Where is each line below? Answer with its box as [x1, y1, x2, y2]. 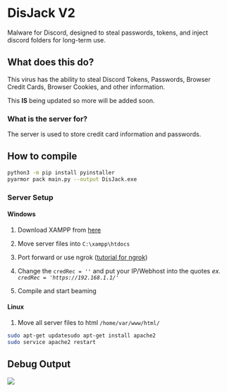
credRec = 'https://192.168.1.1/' [17, 274, 119, 281]
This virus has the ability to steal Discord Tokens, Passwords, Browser [7, 75, 211, 83]
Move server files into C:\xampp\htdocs [17, 239, 130, 248]
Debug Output [7, 358, 71, 370]
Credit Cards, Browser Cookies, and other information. [7, 83, 166, 91]
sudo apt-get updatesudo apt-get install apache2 [7, 332, 157, 339]
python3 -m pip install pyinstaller [7, 169, 115, 176]
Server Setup [7, 192, 54, 202]
